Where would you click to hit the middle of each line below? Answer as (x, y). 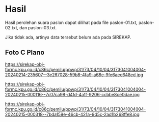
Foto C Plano (25, 52)
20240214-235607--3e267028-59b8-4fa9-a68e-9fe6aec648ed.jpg (74, 75)
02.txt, (12, 27)
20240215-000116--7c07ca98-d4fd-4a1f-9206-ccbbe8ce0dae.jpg (72, 94)
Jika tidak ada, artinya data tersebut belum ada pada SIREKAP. (68, 37)
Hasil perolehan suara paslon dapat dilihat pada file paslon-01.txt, (71, 22)
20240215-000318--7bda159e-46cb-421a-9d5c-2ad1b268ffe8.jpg (72, 114)
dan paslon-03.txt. (38, 27)
